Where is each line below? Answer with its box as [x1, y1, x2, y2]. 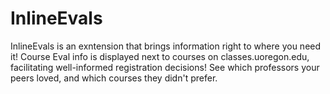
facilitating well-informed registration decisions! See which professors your [10, 61, 320, 73]
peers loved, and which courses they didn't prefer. [10, 72, 218, 84]
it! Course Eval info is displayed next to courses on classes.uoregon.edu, [10, 50, 310, 62]
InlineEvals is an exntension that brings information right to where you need [10, 40, 322, 52]
